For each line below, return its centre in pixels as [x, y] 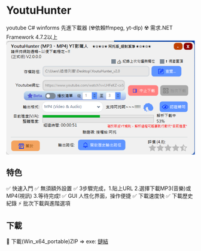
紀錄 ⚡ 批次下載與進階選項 [38, 203]
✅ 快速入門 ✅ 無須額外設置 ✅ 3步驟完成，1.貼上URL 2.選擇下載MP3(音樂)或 [99, 188]
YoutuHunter [39, 10]
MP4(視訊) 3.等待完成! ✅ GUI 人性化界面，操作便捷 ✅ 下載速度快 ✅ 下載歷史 [100, 195]
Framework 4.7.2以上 [32, 37]
